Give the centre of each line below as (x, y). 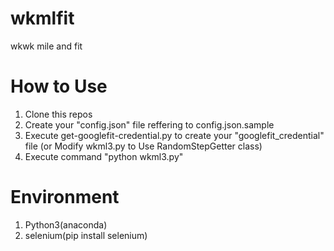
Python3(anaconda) (66, 224)
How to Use (59, 86)
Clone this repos (58, 114)
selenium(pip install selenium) (86, 235)
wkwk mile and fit (46, 46)
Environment (65, 197)
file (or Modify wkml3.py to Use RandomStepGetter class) (143, 146)
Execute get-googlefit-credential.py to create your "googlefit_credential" (174, 135)
